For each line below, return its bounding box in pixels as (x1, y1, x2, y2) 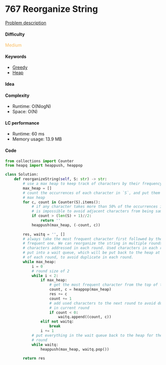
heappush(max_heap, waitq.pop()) (40, 347, 110, 352)
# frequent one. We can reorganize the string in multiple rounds (23, 241, 163, 246)
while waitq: (31, 342, 58, 347)
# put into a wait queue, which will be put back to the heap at (23, 250, 161, 255)
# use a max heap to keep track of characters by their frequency (23, 182, 163, 186)
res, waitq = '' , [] (23, 231, 65, 237)
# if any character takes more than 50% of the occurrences (31, 204, 158, 209)
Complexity (5, 92, 30, 98)
